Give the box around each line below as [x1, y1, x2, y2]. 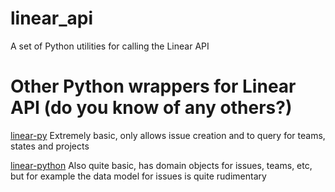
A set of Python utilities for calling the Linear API [10, 40, 210, 52]
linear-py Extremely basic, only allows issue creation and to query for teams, [10, 129, 326, 141]
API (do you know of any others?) [10, 97, 293, 119]
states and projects [10, 140, 90, 152]
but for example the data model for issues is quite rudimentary [10, 170, 267, 182]
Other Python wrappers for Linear [10, 75, 297, 98]
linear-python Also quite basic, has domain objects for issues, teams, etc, [10, 159, 313, 171]
